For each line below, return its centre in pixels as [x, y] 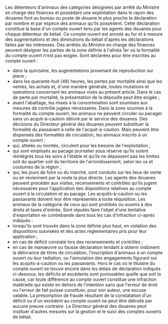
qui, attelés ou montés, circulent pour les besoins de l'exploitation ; [81, 145]
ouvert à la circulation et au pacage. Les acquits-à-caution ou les [80, 194]
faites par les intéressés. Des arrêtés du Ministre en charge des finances [80, 45]
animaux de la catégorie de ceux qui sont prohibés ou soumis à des [82, 204]
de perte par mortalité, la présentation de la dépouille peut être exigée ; [86, 97]
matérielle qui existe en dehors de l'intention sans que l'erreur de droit [85, 285]
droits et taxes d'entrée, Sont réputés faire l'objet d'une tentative [79, 210]
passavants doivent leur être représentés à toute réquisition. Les [79, 199]
